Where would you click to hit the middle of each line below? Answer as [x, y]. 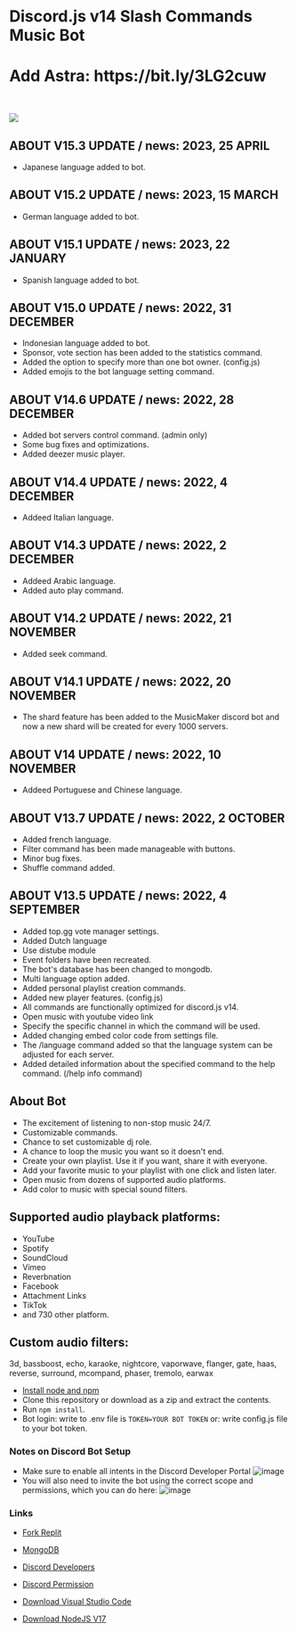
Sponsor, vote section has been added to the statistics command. [142, 353]
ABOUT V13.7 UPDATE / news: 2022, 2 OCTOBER [147, 818]
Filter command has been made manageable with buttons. [128, 849]
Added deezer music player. [73, 454]
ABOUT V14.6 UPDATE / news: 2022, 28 [122, 400]
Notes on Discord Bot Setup [70, 1452]
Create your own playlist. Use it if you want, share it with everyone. [144, 1160]
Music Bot [47, 35]
